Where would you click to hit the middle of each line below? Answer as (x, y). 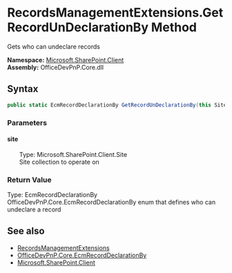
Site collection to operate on (60, 162)
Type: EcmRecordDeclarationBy (52, 195)
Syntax (23, 89)
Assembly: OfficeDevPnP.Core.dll (56, 67)
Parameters (27, 122)
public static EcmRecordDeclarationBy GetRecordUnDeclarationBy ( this (109, 105)
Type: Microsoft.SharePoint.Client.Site (74, 154)
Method (174, 27)
